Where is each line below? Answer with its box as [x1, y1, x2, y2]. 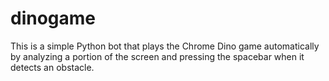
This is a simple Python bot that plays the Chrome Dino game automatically [10, 40, 320, 52]
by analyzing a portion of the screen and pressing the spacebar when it [10, 50, 305, 62]
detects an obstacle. [10, 61, 95, 73]
